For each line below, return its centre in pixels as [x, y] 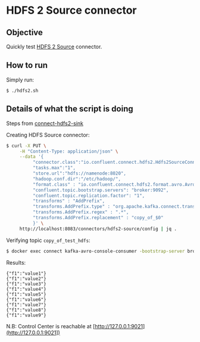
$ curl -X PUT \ [26, 146]
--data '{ [32, 157]
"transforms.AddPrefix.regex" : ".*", [81, 212]
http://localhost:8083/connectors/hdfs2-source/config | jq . [98, 229]
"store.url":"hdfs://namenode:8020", [79, 173]
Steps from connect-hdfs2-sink [45, 123]
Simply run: [20, 80]
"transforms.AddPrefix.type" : [71, 207]
